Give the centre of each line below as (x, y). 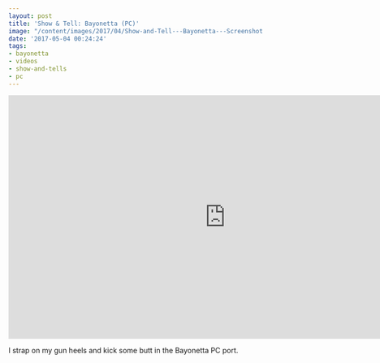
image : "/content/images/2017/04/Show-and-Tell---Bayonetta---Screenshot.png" (145, 31)
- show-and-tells (38, 69)
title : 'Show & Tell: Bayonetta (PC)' (74, 24)
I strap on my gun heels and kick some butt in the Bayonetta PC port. (123, 350)
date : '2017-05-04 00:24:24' (58, 39)
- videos (23, 62)
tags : (17, 46)
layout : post (30, 16)
